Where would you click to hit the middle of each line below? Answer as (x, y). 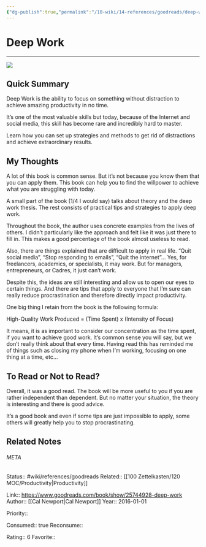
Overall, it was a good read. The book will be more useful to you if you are (100, 391)
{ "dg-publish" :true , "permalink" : (49, 12)
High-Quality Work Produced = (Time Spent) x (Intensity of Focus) (90, 319)
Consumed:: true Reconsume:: (45, 525)
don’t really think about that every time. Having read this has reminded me (100, 344)
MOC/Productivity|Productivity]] (47, 483)
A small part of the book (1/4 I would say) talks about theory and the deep (99, 201)
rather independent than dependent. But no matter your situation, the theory (102, 397)
